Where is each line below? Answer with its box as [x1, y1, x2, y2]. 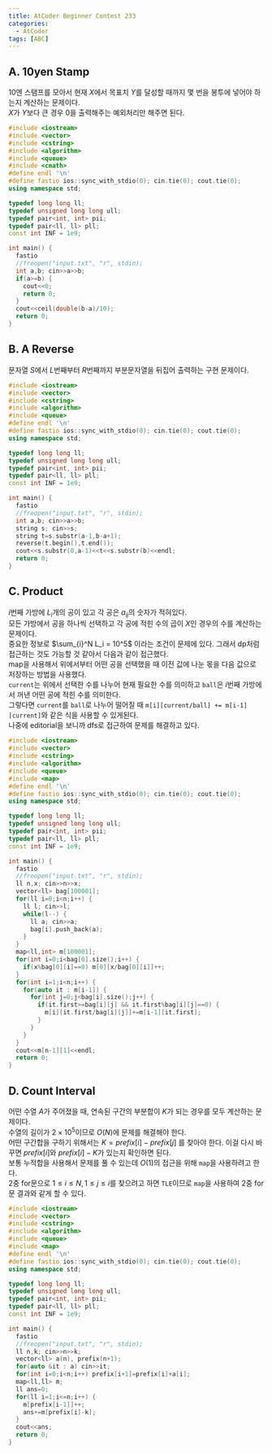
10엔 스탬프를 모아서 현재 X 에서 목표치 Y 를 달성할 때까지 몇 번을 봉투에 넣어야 [8, 87, 253, 98]
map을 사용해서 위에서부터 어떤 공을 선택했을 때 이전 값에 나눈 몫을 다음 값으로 [8, 659, 257, 669]
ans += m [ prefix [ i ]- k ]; [23, 1408, 96, 1417]
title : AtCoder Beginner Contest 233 [8, 11, 136, 20]
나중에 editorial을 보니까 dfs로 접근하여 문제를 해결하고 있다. [8, 720, 200, 730]
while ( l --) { [23, 909, 67, 918]
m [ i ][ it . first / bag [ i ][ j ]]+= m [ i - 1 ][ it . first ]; [44, 1009, 201, 1017]
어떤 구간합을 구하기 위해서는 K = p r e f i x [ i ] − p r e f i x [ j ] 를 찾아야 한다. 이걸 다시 [8, 1137, 254, 1147]
